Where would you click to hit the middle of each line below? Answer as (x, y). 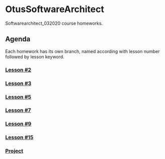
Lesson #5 (18, 97)
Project (14, 151)
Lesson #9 (18, 124)
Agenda (18, 39)
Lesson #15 (19, 137)
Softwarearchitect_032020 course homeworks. (54, 23)
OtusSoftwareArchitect (55, 9)
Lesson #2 (18, 70)
